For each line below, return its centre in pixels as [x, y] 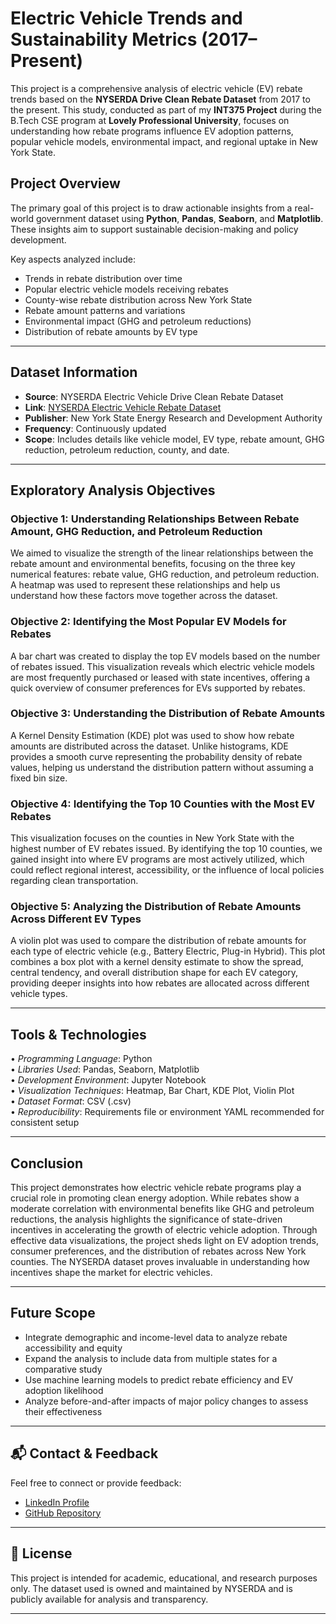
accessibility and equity [73, 1348]
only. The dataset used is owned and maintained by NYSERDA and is [151, 1588]
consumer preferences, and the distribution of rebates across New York [158, 1251]
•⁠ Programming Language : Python [81, 1059]
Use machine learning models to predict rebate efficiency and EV [159, 1379]
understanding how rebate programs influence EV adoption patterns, [152, 131]
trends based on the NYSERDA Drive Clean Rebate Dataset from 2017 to [160, 99]
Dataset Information [74, 372]
